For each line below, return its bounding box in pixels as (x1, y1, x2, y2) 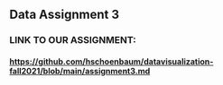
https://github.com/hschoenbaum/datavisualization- (9, 55, 214, 66)
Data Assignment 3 (9, 7, 120, 22)
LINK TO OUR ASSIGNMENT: (9, 34, 137, 47)
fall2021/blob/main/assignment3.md (9, 65, 151, 76)
